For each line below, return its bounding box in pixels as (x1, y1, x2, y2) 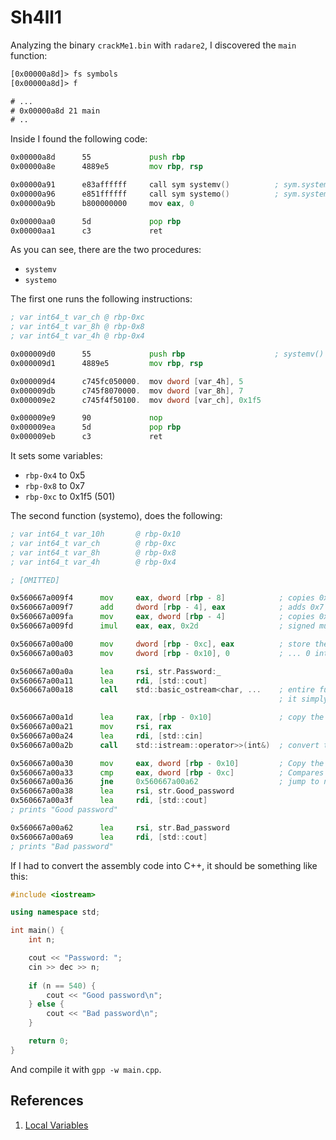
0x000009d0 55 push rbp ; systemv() (10, 349, 325, 360)
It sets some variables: (10, 450, 103, 462)
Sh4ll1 (10, 6, 62, 29)
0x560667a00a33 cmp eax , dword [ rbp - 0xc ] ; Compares (10, 767, 325, 778)
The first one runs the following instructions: (10, 293, 193, 305)
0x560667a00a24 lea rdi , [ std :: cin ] (10, 731, 203, 741)
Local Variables (24, 1119, 89, 1131)
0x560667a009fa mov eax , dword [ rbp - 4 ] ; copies (10, 612, 315, 622)
